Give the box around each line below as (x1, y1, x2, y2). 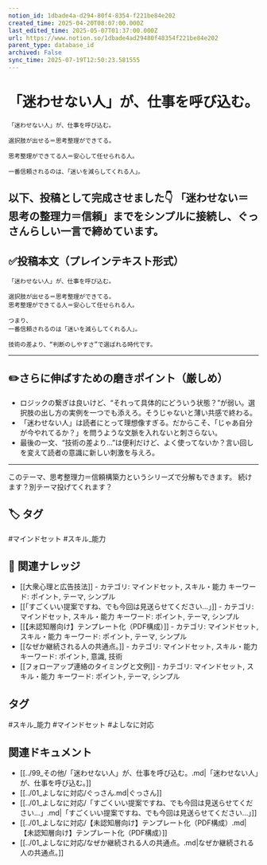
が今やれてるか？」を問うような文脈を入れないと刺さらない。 (19, 427, 222, 437)
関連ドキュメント (8, 745, 92, 759)
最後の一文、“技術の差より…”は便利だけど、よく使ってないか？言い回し (19, 438, 254, 447)
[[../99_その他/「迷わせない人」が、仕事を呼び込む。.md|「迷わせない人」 (19, 769, 259, 778)
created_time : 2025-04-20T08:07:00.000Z (8, 19, 145, 27)
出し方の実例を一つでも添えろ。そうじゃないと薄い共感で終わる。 (41, 407, 257, 417)
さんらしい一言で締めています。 (8, 225, 164, 238)
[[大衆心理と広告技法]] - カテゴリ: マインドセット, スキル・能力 (19, 582, 226, 592)
